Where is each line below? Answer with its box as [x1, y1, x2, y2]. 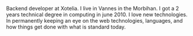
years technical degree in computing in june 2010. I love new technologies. [6, 11, 188, 18]
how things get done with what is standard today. [6, 23, 126, 30]
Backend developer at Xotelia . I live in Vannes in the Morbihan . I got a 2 [6, 5, 179, 12]
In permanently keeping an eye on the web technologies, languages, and [6, 17, 183, 24]
